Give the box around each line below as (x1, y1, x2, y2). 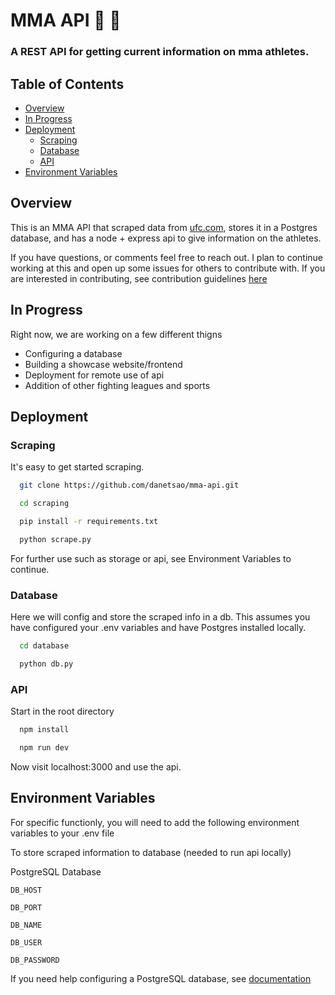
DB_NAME (10, 920, 43, 930)
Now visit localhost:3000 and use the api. (10, 760, 182, 773)
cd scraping (19, 499, 70, 509)
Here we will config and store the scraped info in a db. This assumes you (10, 611, 311, 623)
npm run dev (19, 742, 70, 753)
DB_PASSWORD (10, 955, 60, 965)
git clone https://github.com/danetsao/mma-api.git (19, 480, 240, 491)
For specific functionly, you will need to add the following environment (10, 816, 300, 828)
